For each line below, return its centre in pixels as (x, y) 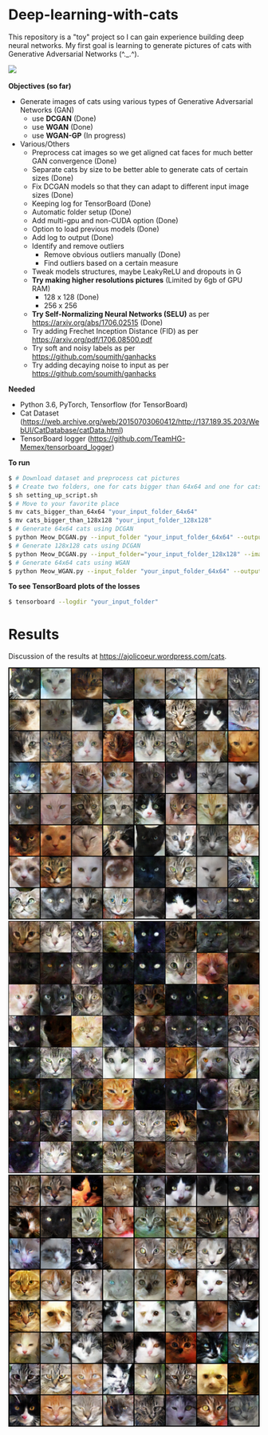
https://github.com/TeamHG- (138, 439)
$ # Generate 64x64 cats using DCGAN (71, 529)
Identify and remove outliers (78, 246)
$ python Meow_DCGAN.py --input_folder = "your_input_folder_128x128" (124, 554)
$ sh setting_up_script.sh (53, 495)
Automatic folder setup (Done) (81, 212)
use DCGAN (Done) (64, 118)
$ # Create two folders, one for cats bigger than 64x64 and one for (126, 487)
